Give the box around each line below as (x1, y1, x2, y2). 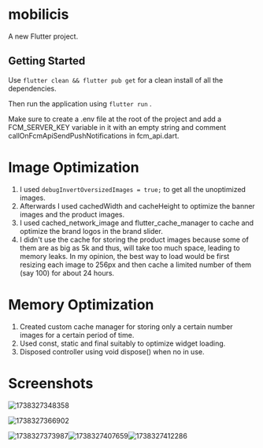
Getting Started (8, 54, 86, 68)
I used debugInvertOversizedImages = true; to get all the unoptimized (19, 184, 246, 194)
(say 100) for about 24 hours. (19, 268, 115, 277)
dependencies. (8, 83, 57, 93)
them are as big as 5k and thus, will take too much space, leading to (19, 243, 240, 253)
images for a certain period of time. (19, 330, 135, 339)
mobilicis (8, 6, 69, 24)
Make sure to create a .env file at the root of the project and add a (8, 114, 222, 124)
